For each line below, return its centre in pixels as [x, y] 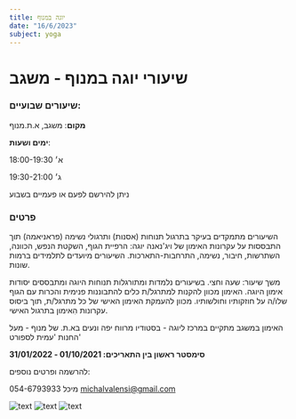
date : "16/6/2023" [43, 26]
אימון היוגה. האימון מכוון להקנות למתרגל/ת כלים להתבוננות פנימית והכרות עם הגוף [146, 292]
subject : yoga [36, 34]
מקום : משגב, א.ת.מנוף [48, 125]
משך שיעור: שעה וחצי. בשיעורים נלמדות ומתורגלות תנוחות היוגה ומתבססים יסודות [145, 282]
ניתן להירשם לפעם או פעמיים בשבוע [69, 194]
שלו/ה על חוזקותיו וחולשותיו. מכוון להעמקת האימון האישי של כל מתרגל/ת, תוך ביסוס [148, 301]
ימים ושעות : [30, 142]
